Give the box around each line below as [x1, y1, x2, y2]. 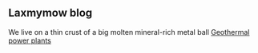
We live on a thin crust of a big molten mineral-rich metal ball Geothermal [8, 27, 250, 36]
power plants [8, 36, 52, 45]
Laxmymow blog [8, 6, 93, 20]
